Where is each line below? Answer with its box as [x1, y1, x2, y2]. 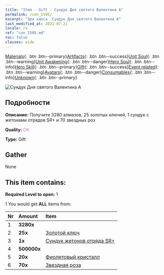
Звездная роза [45, 262, 81, 269]
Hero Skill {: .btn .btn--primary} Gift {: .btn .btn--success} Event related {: [14, 64, 159, 70]
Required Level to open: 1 [5, 191, 58, 197]
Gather [5, 150, 27, 159]
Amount [18, 213, 38, 220]
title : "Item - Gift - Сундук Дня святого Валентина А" [5, 7, 123, 12]
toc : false [5, 35, 28, 40]
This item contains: [5, 178, 66, 186]
